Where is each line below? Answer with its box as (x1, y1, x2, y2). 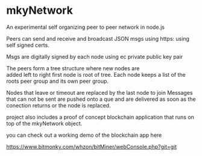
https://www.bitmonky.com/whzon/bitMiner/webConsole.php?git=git (6, 143, 177, 150)
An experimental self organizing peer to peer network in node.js (6, 23, 165, 31)
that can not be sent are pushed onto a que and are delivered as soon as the (6, 95, 196, 103)
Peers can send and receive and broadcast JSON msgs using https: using (6, 35, 190, 42)
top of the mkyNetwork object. (6, 119, 83, 127)
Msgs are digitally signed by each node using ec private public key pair (6, 53, 183, 60)
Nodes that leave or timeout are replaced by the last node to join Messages (6, 89, 193, 96)
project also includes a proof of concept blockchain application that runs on (6, 113, 195, 121)
